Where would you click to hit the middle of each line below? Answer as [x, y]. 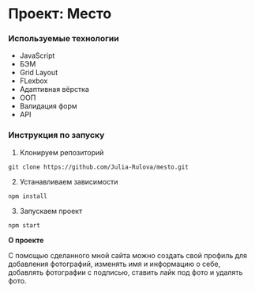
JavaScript [37, 55]
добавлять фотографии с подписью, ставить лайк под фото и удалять [126, 272]
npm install [28, 196]
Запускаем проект [51, 211]
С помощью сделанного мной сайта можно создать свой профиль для [127, 255]
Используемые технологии [64, 39]
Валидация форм [48, 106]
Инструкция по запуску [56, 135]
